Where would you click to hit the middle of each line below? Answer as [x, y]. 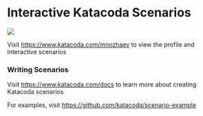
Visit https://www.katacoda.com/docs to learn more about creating [102, 84]
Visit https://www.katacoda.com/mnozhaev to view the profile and [101, 44]
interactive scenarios [37, 51]
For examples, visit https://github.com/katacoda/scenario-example [101, 105]
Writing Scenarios [38, 69]
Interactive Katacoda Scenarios [99, 13]
